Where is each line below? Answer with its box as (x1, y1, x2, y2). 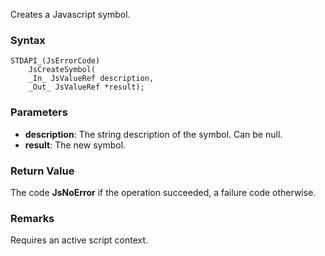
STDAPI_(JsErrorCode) (10, 56, 101, 66)
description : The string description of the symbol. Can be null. (24, 128, 283, 140)
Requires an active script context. (10, 234, 149, 246)
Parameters (10, 105, 68, 119)
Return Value (10, 164, 75, 178)
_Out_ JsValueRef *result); (28, 82, 145, 93)
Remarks (10, 211, 55, 225)
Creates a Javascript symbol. (10, 9, 131, 20)
